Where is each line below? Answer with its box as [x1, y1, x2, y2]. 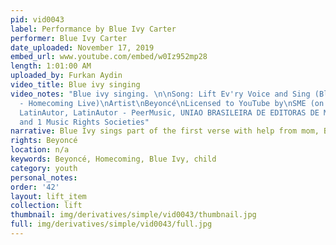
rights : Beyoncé [10, 136, 78, 146]
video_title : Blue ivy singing [10, 80, 141, 90]
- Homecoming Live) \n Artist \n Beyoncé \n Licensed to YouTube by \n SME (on [19, 98, 325, 108]
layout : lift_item [10, 191, 87, 201]
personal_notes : [10, 172, 78, 183]
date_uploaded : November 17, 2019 [10, 42, 155, 53]
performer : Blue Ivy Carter [10, 33, 128, 43]
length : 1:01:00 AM [10, 61, 92, 71]
